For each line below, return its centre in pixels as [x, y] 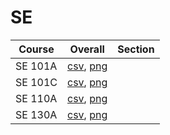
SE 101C [36, 82]
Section [136, 49]
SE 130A [36, 114]
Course [36, 49]
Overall [87, 49]
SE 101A [36, 66]
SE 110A [36, 98]
